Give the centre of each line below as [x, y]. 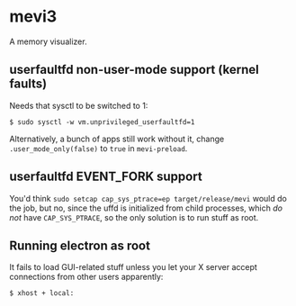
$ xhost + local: [42, 293]
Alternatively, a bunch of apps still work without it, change [117, 139]
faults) [28, 84]
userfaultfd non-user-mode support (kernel [134, 70]
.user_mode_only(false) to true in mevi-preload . [99, 148]
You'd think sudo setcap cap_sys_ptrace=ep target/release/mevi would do [148, 198]
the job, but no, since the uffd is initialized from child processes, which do [146, 208]
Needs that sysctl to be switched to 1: [79, 105]
